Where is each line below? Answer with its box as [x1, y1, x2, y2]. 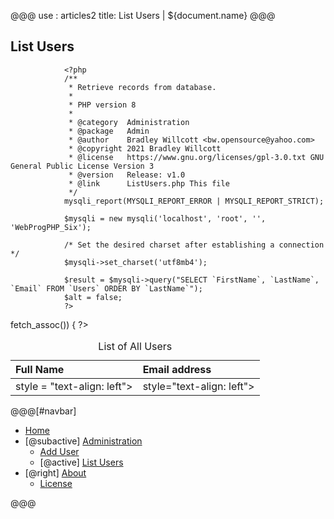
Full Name [15, 362, 65, 376]
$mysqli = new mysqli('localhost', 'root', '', [63, 213, 267, 224]
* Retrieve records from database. [68, 82, 217, 92]
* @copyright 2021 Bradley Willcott [68, 143, 222, 154]
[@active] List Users [39, 456, 124, 468]
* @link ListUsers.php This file [68, 178, 230, 189]
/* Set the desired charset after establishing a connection [63, 240, 325, 250]
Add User [39, 445, 80, 457]
